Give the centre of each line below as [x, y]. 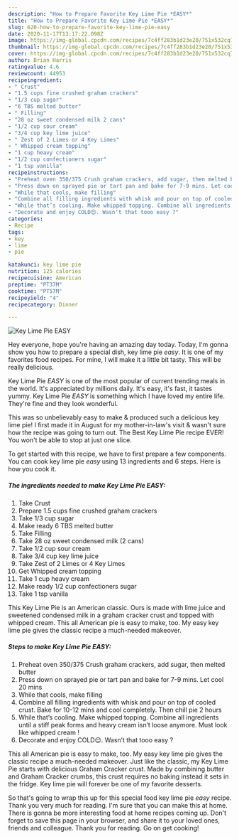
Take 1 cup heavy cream [54, 579]
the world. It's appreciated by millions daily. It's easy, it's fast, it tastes [110, 389]
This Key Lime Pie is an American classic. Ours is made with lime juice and [117, 608]
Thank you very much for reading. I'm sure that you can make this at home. [118, 806]
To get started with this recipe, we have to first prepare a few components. [117, 454]
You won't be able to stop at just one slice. [70, 440]
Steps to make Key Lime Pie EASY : [60, 646]
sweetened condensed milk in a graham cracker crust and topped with [111, 615]
